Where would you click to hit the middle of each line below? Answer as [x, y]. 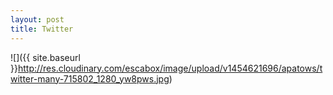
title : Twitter [42, 29]
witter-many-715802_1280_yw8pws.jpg [90, 78]
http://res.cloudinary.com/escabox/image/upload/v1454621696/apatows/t [170, 68]
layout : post [37, 19]
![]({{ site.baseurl [45, 57]
